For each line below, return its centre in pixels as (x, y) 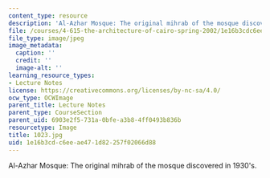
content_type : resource (48, 16)
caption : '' (36, 53)
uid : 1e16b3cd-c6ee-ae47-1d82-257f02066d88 (82, 142)
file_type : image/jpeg (46, 38)
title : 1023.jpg (35, 135)
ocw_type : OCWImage (41, 98)
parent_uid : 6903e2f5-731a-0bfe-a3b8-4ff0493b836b (95, 120)
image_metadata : (35, 46)
